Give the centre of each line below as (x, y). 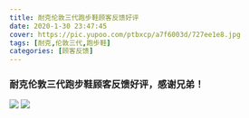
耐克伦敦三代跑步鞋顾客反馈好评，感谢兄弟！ (107, 85)
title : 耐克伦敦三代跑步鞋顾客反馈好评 (74, 18)
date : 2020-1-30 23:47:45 (58, 26)
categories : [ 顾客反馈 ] (51, 51)
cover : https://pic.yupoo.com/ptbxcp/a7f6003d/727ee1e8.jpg (125, 34)
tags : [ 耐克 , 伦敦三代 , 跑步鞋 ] (60, 43)
